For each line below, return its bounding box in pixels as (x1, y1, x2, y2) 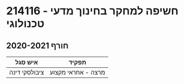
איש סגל (14, 58, 38, 66)
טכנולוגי (6, 17, 45, 30)
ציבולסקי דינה (9, 69, 44, 76)
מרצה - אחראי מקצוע (50, 69, 105, 76)
